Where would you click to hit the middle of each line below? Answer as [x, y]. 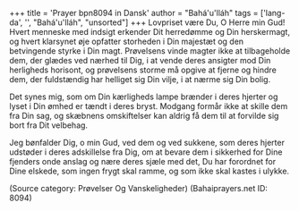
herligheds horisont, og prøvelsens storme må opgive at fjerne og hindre [143, 70]
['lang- [273, 13]
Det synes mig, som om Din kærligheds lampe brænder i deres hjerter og [144, 97]
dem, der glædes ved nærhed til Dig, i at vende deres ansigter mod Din [140, 60]
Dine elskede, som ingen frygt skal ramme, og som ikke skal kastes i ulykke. [149, 171]
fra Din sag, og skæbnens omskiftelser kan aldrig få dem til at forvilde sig [144, 116]
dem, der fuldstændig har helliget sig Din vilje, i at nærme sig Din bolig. [140, 79]
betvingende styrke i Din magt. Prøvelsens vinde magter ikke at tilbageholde [150, 51]
